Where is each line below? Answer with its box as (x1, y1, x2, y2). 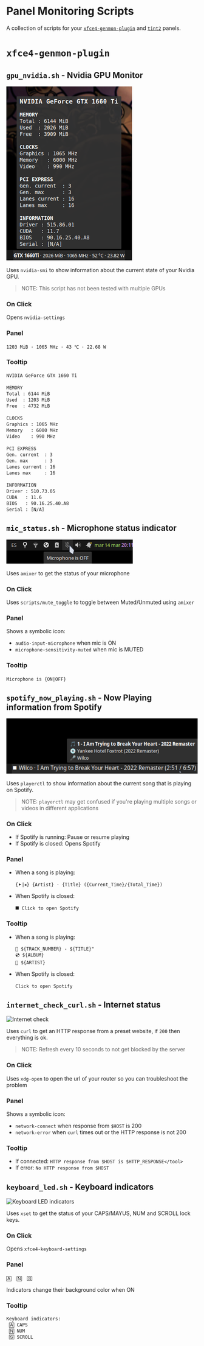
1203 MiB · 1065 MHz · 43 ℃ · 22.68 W (6, 344, 106, 350)
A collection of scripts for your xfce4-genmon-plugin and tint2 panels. (6, 24, 181, 32)
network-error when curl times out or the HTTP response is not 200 (15, 1128, 186, 1136)
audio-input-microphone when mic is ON (15, 639, 117, 647)
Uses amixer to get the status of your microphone (6, 569, 131, 577)
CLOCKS (6, 415, 23, 421)
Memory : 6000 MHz (6, 427, 59, 433)
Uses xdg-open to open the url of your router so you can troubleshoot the (6, 1074, 188, 1082)
